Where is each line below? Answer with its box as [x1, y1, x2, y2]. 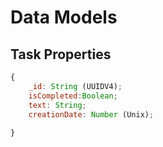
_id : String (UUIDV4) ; [28, 81, 123, 91]
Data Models [10, 6, 118, 29]
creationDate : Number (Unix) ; [28, 109, 155, 120]
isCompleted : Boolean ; [28, 91, 118, 101]
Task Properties [10, 46, 112, 63]
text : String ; [28, 100, 87, 110]
